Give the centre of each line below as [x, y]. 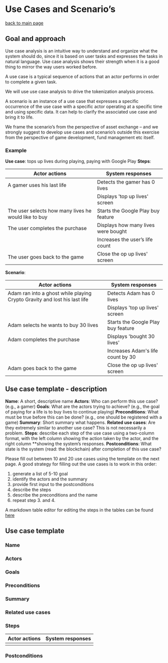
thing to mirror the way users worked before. [51, 66]
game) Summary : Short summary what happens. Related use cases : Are [80, 422]
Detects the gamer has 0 [126, 182]
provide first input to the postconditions [53, 484]
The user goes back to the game [46, 257]
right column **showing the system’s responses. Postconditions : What [78, 443]
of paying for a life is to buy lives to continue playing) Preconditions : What [82, 411]
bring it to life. [19, 117]
